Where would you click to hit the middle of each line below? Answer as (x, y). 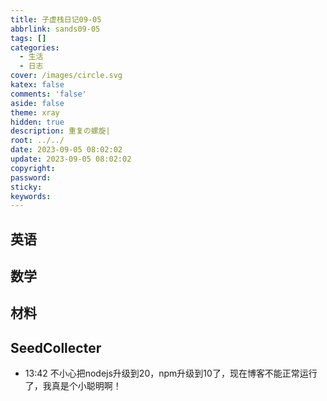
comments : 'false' (48, 94)
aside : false (37, 103)
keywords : (31, 196)
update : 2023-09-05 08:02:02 (71, 159)
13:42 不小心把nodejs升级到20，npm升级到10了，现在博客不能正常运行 (171, 373)
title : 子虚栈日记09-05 (56, 19)
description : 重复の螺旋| (60, 131)
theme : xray (35, 112)
